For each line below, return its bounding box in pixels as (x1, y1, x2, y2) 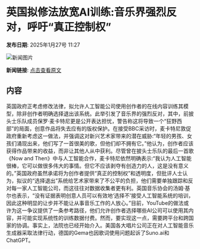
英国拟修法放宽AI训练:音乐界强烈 (6, 5, 167, 19)
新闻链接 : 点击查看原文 (6, 66, 61, 73)
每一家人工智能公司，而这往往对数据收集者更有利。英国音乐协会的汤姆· (11, 184, 186, 191)
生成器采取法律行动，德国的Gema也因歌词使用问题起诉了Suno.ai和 (6, 229, 170, 236)
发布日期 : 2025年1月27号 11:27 (6, 41, 80, 48)
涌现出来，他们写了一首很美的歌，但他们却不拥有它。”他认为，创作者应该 (16, 139, 194, 147)
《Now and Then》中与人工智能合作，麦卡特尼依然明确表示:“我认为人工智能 (6, 154, 192, 161)
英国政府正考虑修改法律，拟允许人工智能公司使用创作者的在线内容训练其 (6, 102, 183, 110)
